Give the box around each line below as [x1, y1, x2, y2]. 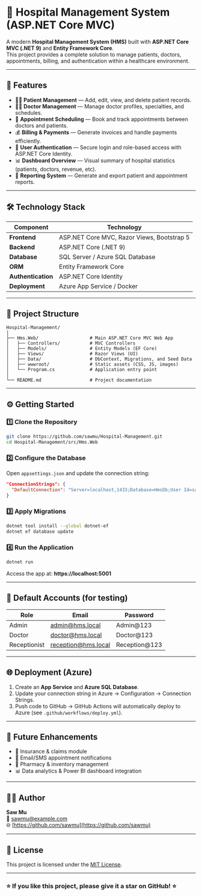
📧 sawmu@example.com [6, 815, 68, 823]
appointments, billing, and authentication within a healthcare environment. [6, 57, 190, 64]
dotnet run [6, 559, 34, 565]
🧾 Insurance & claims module [14, 748, 87, 755]
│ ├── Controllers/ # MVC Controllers [6, 340, 136, 346]
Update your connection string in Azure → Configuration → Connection [14, 690, 191, 697]
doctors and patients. [14, 121, 68, 129]
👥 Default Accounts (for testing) [6, 593, 128, 603]
